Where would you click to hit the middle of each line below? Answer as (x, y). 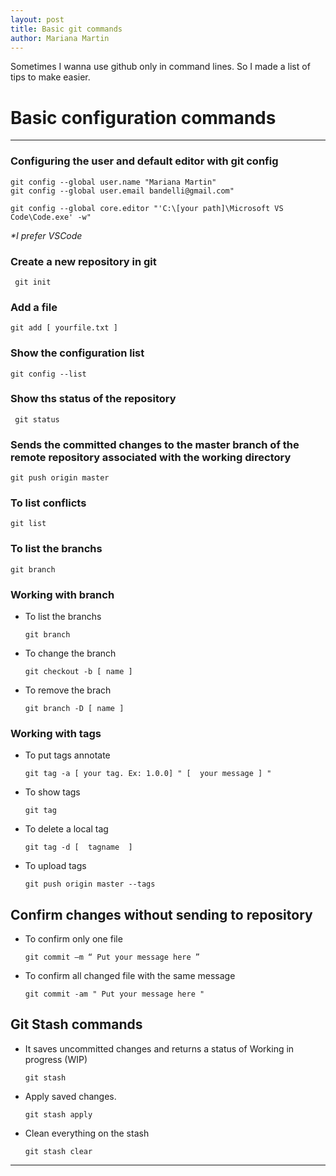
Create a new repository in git (83, 261)
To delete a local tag (66, 829)
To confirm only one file (73, 939)
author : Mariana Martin (60, 38)
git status (37, 419)
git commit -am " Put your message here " (114, 994)
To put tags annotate (67, 755)
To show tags (52, 792)
